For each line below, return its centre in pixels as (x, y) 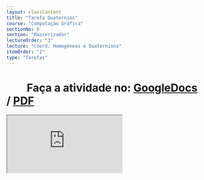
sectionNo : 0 (23, 29)
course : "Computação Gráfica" (45, 23)
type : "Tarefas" (27, 58)
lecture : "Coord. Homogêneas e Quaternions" (64, 47)
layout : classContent (34, 12)
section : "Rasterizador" (38, 35)
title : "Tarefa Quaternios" (42, 18)
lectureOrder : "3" (30, 40)
